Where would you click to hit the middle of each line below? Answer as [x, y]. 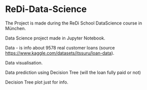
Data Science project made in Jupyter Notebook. [55, 38]
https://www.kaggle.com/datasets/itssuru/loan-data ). [60, 53]
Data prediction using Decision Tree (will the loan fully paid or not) [73, 72]
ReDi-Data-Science [46, 9]
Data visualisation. [24, 62]
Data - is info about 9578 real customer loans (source [60, 47]
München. [15, 28]
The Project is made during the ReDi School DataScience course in [74, 23]
